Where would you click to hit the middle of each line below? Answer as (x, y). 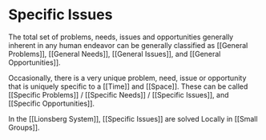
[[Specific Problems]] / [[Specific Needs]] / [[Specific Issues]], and (119, 94)
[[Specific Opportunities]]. (51, 103)
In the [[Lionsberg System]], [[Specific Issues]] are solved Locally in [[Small (133, 118)
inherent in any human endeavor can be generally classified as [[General (128, 45)
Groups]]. (24, 127)
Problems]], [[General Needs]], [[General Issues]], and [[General (115, 54)
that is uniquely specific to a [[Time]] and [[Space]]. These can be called (128, 86)
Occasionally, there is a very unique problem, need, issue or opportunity (127, 78)
